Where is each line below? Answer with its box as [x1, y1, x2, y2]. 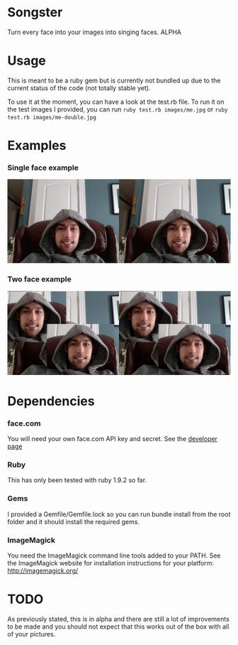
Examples [7, 138, 67, 153]
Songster [7, 4, 63, 21]
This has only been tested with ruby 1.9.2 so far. [7, 476, 147, 484]
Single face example [7, 163, 79, 173]
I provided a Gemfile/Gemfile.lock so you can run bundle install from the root [7, 509, 231, 519]
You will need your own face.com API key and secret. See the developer [7, 435, 218, 443]
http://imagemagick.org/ [7, 566, 79, 575]
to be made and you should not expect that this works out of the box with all [7, 622, 229, 631]
